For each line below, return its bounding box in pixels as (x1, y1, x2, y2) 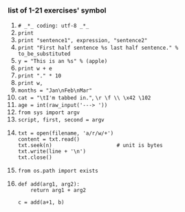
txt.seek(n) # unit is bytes (17, 142, 164, 149)
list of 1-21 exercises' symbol (8, 6, 107, 15)
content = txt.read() (17, 136, 80, 143)
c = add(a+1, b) (17, 199, 65, 206)
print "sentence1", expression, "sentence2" (17, 37, 148, 44)
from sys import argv (17, 109, 80, 116)
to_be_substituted (17, 50, 71, 57)
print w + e (17, 65, 52, 73)
